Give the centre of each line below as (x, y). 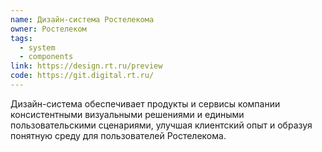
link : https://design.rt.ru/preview (86, 66)
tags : (21, 38)
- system (37, 47)
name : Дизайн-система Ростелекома (82, 19)
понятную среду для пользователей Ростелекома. (118, 135)
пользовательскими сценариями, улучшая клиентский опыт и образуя (161, 125)
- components (46, 57)
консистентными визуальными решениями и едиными (127, 114)
